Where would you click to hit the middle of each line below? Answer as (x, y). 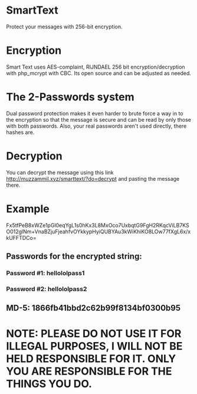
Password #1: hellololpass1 (45, 273)
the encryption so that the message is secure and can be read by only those (99, 119)
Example (28, 209)
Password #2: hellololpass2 (47, 289)
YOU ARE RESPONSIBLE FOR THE (89, 371)
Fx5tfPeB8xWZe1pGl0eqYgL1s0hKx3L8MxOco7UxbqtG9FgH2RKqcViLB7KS (98, 225)
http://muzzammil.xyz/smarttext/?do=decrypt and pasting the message (93, 178)
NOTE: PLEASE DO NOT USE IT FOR (94, 333)
